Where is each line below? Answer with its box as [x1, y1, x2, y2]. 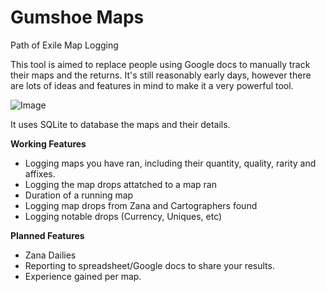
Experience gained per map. [24, 270, 142, 282]
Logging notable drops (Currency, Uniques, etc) [24, 210, 223, 222]
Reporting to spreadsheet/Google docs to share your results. [24, 259, 275, 271]
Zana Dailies [24, 249, 77, 261]
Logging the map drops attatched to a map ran [24, 178, 217, 190]
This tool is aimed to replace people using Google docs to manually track [10, 58, 311, 70]
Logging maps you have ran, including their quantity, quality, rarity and [24, 157, 317, 169]
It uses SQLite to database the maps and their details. [10, 118, 231, 130]
